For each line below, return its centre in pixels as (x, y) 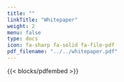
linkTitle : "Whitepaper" (42, 20)
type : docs (23, 39)
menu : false (24, 32)
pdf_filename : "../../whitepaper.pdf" (62, 52)
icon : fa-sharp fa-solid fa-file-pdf (61, 45)
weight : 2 (21, 26)
